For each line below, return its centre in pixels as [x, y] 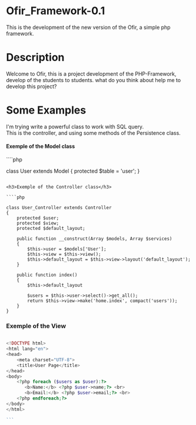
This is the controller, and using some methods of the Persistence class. [93, 133]
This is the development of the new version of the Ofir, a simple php [88, 27]
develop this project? [31, 86]
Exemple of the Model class [41, 147]
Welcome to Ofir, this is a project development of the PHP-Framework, [91, 74]
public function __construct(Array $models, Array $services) [94, 239]
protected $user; [38, 218]
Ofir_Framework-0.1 [56, 11]
